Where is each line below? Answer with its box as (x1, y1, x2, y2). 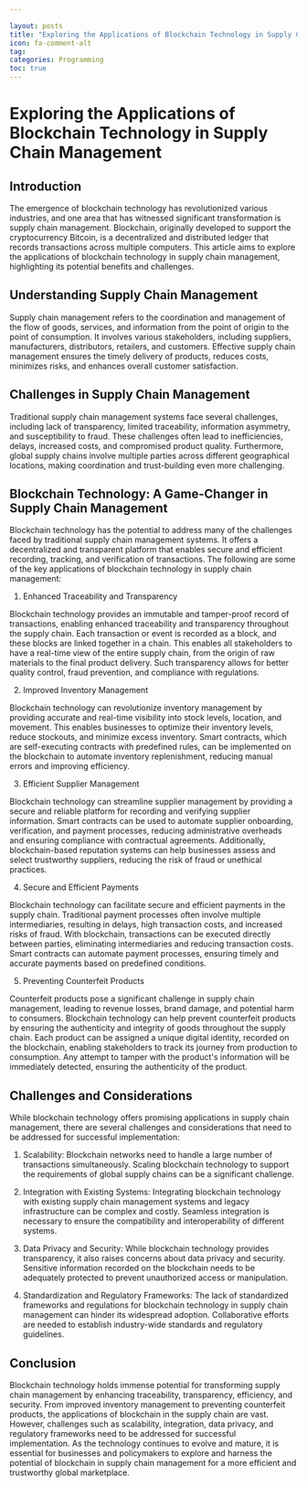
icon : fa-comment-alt (9, 38, 92, 48)
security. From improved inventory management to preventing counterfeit (9, 1399, 286, 1410)
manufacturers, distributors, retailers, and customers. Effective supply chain (9, 340, 296, 352)
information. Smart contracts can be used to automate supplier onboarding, (9, 816, 294, 827)
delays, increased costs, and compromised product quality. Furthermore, (9, 440, 284, 451)
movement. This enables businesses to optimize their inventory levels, (9, 722, 274, 733)
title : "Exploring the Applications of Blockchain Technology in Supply (9, 29, 292, 39)
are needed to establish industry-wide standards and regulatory (22, 1319, 263, 1331)
